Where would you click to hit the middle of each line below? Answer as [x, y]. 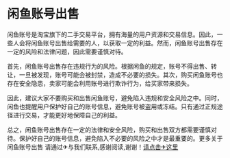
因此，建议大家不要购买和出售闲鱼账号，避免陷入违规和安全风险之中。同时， [115, 98]
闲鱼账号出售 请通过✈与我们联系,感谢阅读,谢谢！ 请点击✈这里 [93, 147]
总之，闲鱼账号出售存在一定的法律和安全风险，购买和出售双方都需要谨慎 [109, 129]
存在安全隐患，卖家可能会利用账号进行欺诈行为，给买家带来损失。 [100, 83]
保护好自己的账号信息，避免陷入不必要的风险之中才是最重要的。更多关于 [121, 138]
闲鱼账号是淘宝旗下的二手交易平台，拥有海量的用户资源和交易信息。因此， [112, 34]
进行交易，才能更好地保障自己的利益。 [67, 115]
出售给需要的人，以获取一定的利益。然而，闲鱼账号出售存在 [139, 43]
